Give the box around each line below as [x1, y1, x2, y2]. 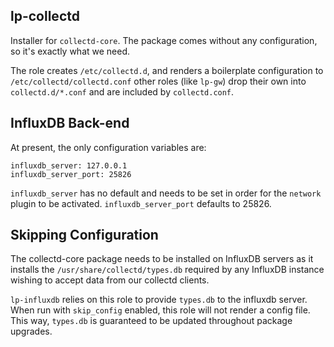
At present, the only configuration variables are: [10, 141, 207, 153]
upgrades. [10, 325, 53, 338]
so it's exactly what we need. [10, 45, 131, 57]
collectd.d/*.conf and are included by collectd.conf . [10, 85, 235, 98]
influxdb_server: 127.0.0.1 [10, 160, 128, 171]
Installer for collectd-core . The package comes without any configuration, [10, 34, 318, 46]
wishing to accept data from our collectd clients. [10, 274, 210, 286]
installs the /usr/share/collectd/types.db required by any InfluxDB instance [10, 264, 325, 276]
